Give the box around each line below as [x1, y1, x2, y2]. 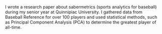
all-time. [5, 24, 22, 30]
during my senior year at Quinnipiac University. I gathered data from [5, 9, 143, 15]
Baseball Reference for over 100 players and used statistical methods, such [5, 14, 158, 20]
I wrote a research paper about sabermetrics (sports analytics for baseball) [5, 4, 157, 10]
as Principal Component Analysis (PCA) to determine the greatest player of [5, 19, 157, 25]
